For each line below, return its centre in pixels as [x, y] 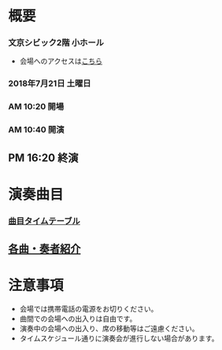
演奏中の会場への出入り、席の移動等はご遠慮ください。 [109, 329]
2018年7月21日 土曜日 [50, 83]
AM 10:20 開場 [36, 107]
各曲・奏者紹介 [44, 249]
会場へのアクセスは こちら [61, 61]
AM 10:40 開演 [36, 130]
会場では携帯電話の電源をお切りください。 [89, 309]
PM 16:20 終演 [43, 158]
